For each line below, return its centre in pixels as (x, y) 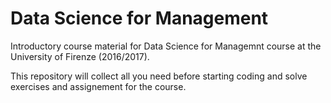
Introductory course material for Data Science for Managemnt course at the (166, 46)
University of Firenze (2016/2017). (80, 56)
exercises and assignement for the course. (98, 86)
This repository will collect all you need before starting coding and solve (159, 76)
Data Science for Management (139, 18)
